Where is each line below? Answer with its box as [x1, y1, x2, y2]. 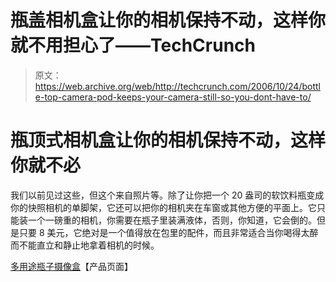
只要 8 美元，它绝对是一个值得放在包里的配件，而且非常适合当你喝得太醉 [18, 226, 319, 238]
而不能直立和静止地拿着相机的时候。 [10, 239, 160, 251]
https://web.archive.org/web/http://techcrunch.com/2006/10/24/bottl [34, 80, 321, 92]
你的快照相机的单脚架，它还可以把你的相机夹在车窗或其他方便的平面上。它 [10, 201, 317, 213]
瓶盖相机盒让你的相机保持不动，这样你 [10, 9, 327, 32]
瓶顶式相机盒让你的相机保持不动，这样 [10, 129, 327, 152]
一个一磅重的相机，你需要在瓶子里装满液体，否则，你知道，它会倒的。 [27, 214, 317, 226]
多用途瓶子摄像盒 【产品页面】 [10, 260, 133, 272]
